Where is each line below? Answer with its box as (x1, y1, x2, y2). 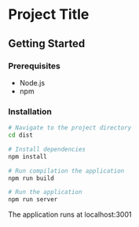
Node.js (19, 78, 46, 87)
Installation (8, 106, 53, 117)
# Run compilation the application (8, 167, 125, 174)
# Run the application (8, 189, 82, 196)
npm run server (8, 196, 58, 203)
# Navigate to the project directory (8, 124, 132, 132)
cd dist (8, 131, 34, 139)
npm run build (8, 174, 55, 182)
